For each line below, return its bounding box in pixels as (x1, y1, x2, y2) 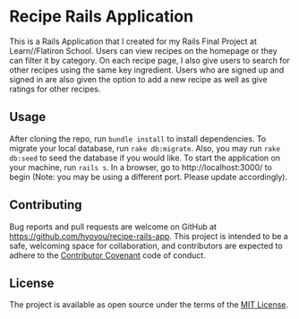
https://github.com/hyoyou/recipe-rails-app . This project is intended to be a (9, 230, 288, 241)
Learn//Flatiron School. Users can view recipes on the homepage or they (9, 45, 278, 56)
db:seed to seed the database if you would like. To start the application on (9, 152, 280, 163)
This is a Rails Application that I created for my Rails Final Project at (9, 36, 258, 47)
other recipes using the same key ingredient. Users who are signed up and (9, 65, 285, 75)
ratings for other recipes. (9, 83, 101, 94)
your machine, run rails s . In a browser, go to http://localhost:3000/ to (9, 161, 273, 172)
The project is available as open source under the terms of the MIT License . (9, 299, 289, 310)
